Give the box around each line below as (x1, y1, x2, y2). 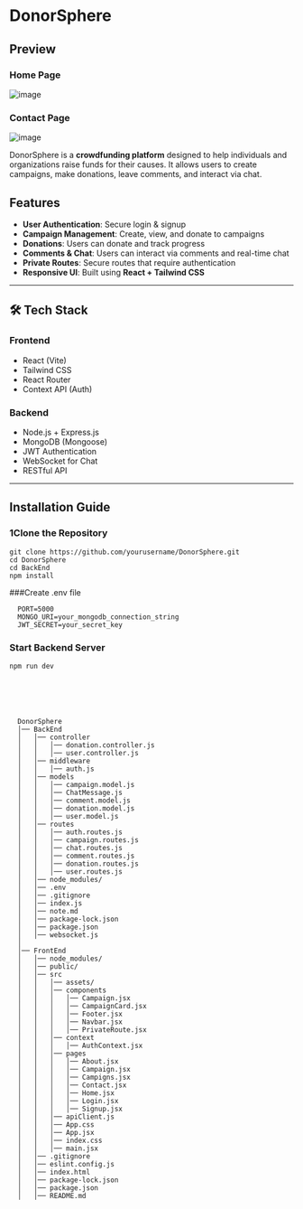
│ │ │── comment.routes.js (17, 851, 135, 860)
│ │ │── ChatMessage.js (17, 788, 124, 797)
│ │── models (17, 772, 75, 782)
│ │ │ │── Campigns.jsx (17, 1073, 131, 1082)
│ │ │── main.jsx (17, 1144, 99, 1153)
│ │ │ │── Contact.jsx (17, 1081, 127, 1090)
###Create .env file (9, 586, 81, 597)
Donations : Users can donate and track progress (22, 238, 206, 248)
